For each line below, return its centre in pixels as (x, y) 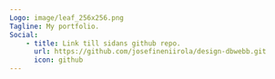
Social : (24, 35)
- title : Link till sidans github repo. (103, 43)
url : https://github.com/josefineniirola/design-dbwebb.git (150, 52)
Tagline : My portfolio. (55, 26)
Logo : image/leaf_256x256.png (67, 18)
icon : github (58, 60)
